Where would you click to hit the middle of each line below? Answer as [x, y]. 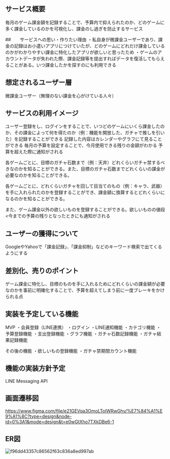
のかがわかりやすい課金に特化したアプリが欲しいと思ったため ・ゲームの [81, 52]
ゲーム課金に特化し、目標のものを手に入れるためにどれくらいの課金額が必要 [85, 284]
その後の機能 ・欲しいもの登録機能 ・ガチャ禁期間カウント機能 [71, 351]
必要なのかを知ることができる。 [39, 175]
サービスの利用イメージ [42, 113]
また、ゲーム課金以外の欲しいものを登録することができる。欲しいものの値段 [85, 209]
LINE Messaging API [27, 381]
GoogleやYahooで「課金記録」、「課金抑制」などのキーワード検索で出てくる [84, 247]
